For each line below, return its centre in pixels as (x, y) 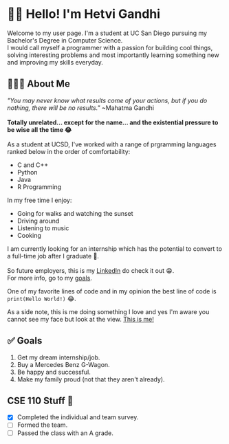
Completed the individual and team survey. (78, 417)
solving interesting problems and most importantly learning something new (113, 55)
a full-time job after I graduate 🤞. (53, 256)
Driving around (38, 221)
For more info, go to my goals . (50, 278)
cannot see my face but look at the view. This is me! (81, 319)
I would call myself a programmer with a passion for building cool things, (110, 47)
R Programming (39, 187)
